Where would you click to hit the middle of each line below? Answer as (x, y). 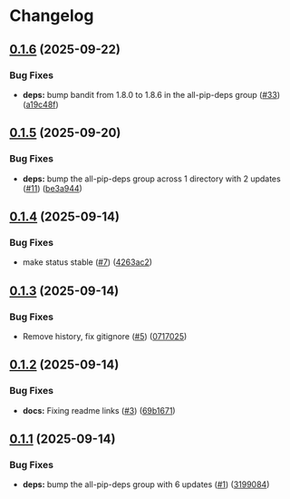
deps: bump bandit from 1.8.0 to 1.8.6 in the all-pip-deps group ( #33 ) (151, 94)
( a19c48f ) (40, 104)
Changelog (52, 16)
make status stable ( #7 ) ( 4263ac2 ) (87, 262)
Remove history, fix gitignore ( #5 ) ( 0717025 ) (105, 336)
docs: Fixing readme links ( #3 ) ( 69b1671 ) (99, 410)
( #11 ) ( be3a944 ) (53, 188)
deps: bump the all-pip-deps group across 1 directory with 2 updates (151, 179)
